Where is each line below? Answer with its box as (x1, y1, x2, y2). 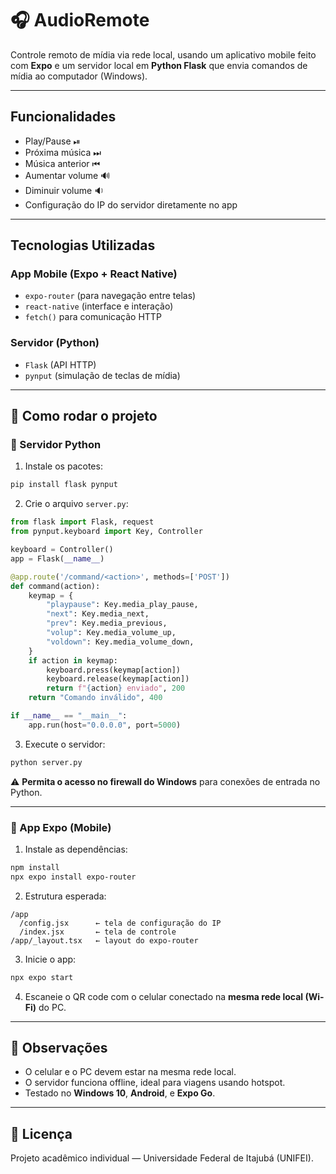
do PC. (38, 1001, 67, 1013)
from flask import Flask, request (10, 517, 155, 527)
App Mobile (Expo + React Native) (10, 267, 178, 281)
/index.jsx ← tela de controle (19, 927, 177, 937)
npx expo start (10, 972, 74, 982)
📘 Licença (10, 1125, 73, 1142)
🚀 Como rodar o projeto (10, 408, 158, 425)
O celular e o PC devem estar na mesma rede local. (24, 1066, 237, 1078)
